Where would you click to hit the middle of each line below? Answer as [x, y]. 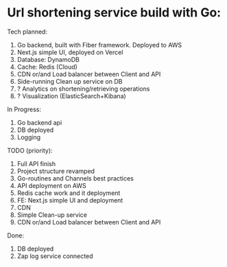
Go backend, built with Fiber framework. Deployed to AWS [99, 45]
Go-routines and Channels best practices [75, 178]
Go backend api [39, 122]
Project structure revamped [56, 171]
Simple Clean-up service [52, 215]
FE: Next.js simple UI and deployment [70, 200]
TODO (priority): [30, 150]
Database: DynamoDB [48, 59]
